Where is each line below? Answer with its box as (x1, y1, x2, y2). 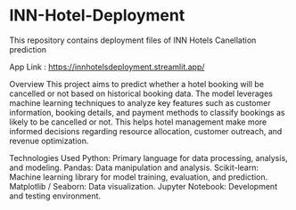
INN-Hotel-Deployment (9, 5, 185, 26)
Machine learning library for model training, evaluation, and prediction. (9, 171, 268, 182)
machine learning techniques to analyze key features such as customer (9, 97, 271, 108)
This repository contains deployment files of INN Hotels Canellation (9, 35, 257, 45)
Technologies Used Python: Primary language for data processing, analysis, (9, 152, 288, 163)
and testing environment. (9, 190, 101, 201)
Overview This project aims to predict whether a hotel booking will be (9, 78, 265, 89)
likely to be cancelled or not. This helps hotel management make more (9, 117, 267, 127)
